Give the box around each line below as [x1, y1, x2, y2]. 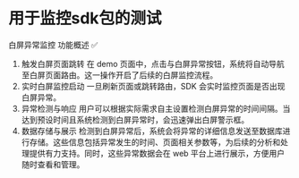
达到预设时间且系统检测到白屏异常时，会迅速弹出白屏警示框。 [21, 114, 250, 125]
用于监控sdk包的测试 [8, 8, 162, 29]
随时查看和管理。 [21, 158, 85, 170]
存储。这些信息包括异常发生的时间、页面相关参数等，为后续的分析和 [29, 136, 281, 148]
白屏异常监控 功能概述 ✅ [8, 39, 98, 50]
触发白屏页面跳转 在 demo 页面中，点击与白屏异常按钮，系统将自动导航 [21, 58, 286, 69]
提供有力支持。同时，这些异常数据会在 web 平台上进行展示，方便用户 [29, 148, 286, 158]
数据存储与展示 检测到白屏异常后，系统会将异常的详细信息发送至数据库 [21, 125, 283, 136]
